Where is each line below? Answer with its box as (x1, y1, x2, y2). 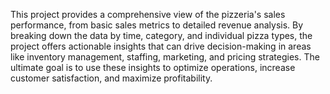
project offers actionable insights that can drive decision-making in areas (10, 40, 312, 52)
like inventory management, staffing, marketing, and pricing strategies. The (10, 51, 320, 63)
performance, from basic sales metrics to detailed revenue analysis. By (10, 19, 304, 31)
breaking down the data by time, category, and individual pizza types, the (10, 30, 313, 41)
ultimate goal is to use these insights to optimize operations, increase (10, 62, 296, 73)
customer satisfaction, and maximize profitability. (10, 72, 213, 84)
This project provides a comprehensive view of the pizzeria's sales (10, 9, 286, 20)
